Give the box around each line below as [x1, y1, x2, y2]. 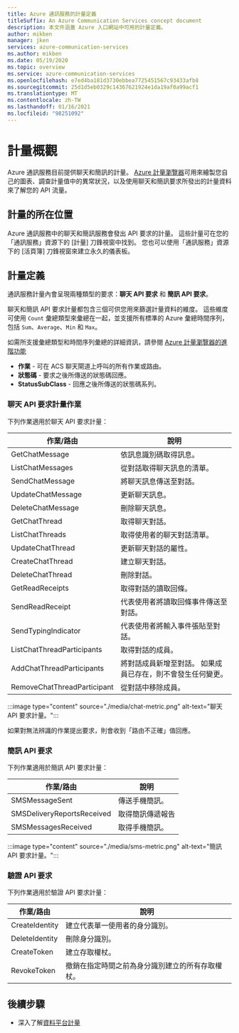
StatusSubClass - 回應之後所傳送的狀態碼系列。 [17, 380, 160, 389]
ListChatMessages [11, 462, 73, 472]
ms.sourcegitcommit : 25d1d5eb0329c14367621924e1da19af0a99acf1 [7, 83, 199, 91]
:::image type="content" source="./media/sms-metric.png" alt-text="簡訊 [7, 842, 223, 850]
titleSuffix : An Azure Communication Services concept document [7, 17, 202, 24]
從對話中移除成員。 [120, 682, 185, 692]
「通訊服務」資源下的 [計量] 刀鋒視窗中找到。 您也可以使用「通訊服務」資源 [7, 238, 230, 246]
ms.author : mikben [7, 51, 62, 58]
